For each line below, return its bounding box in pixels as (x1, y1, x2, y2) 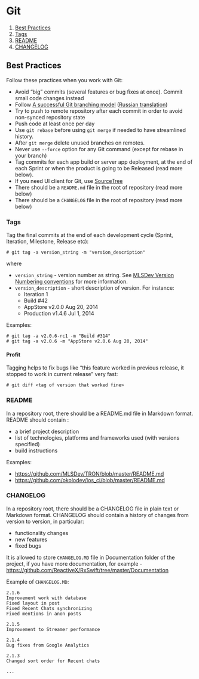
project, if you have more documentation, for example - (6, 560, 142, 567)
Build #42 (23, 297, 48, 304)
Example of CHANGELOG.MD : (6, 578, 69, 585)
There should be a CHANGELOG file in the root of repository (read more (14, 196, 183, 203)
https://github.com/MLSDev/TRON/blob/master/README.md (14, 470, 164, 477)
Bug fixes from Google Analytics (6, 642, 90, 648)
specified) (14, 440, 40, 447)
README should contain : (6, 416, 69, 423)
